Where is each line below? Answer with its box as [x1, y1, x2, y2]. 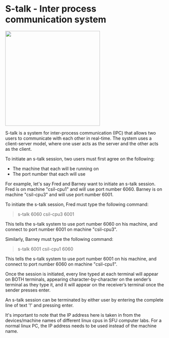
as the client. [5, 146, 32, 152]
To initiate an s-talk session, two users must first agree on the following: [5, 155, 155, 162]
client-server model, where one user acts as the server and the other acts [5, 140, 159, 147]
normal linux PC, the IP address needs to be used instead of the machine [5, 322, 157, 329]
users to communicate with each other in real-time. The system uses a [5, 135, 152, 141]
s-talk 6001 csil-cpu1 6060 [17, 246, 74, 252]
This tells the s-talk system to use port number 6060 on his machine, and [5, 221, 158, 227]
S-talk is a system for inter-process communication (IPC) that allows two [5, 130, 156, 136]
